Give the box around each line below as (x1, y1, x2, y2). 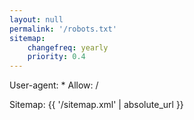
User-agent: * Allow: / (9, 79, 99, 91)
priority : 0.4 (27, 52, 86, 62)
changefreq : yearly (27, 42, 109, 53)
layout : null (9, 14, 64, 25)
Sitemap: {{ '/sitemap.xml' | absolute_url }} (9, 99, 184, 111)
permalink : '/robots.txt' (9, 24, 117, 34)
